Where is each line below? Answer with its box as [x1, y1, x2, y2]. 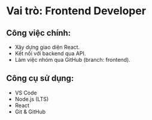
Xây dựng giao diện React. [14, 43, 80, 50]
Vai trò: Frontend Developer [6, 4, 147, 18]
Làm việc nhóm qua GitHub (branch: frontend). [14, 56, 130, 63]
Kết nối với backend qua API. [14, 50, 86, 57]
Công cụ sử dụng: [6, 73, 74, 84]
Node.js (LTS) [14, 95, 49, 102]
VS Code [14, 89, 37, 96]
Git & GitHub [14, 108, 46, 115]
